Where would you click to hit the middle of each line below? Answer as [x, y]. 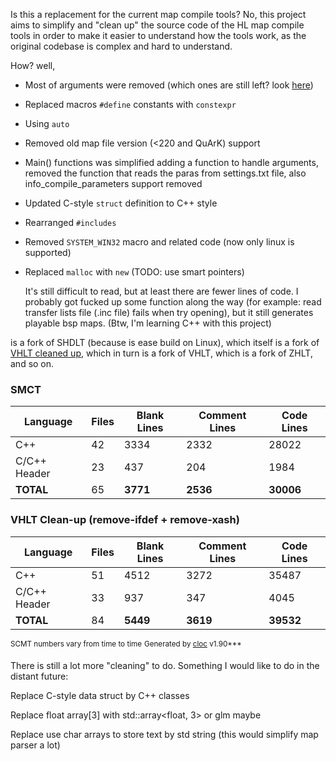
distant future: [39, 676]
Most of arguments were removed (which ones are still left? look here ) [169, 85]
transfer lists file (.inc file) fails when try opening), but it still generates [169, 312]
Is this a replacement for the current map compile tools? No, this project [158, 14]
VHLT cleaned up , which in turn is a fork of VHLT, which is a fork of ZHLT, [161, 353]
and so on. [32, 363]
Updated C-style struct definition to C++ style [121, 203]
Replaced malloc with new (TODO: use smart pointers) [134, 272]
